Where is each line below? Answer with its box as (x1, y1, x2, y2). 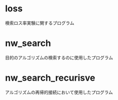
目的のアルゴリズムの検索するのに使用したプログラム (5, 54, 114, 60)
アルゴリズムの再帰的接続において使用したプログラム (5, 89, 113, 95)
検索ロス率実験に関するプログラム (5, 20, 75, 26)
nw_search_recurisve (5, 72, 95, 84)
